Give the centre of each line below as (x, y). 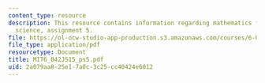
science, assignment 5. (54, 30)
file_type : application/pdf (54, 45)
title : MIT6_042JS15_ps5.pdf (56, 60)
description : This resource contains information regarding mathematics (130, 23)
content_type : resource (47, 15)
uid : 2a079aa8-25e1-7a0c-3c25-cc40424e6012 (81, 67)
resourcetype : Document (47, 52)
